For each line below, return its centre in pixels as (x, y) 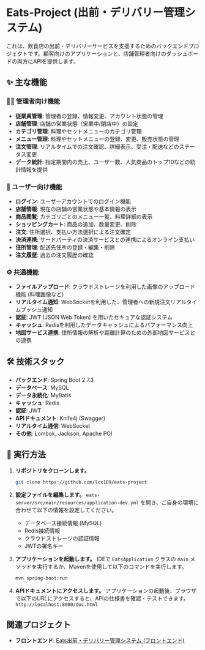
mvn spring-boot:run (41, 578)
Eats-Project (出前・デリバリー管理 (96, 13)
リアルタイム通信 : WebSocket (53, 426)
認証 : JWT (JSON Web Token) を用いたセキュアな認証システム (94, 317)
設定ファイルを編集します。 (50, 495)
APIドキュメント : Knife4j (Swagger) (60, 418)
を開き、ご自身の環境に (169, 502)
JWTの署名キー (44, 546)
